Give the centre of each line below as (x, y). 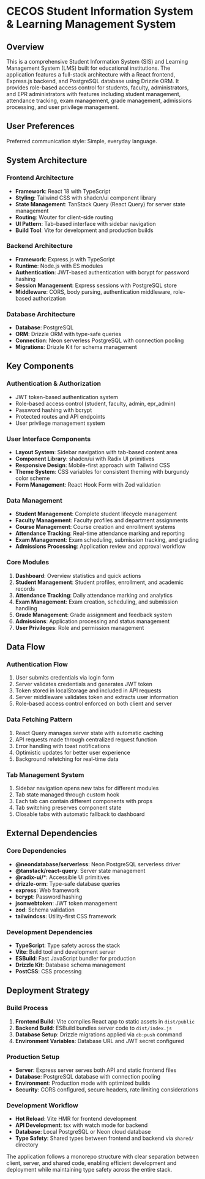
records (25, 588)
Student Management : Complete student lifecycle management (96, 514)
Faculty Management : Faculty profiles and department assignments (102, 520)
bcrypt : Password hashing (49, 896)
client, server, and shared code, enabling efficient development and (91, 1163)
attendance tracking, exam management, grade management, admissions (99, 100)
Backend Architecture (40, 246)
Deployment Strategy (48, 991)
